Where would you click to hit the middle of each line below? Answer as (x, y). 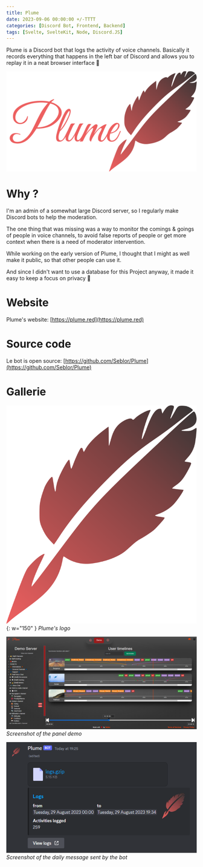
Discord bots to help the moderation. (52, 217)
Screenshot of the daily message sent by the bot (67, 857)
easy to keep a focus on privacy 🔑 (49, 278)
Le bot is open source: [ (36, 360)
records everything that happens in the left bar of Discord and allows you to (100, 56)
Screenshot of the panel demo (44, 734)
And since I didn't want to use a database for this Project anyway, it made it (100, 272)
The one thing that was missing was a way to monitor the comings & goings (100, 229)
